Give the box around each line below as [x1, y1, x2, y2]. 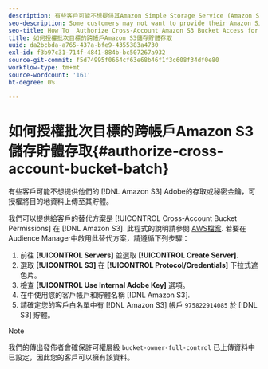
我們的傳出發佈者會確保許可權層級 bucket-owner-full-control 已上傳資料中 [8, 343, 255, 352]
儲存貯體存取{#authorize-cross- [8, 142, 224, 160]
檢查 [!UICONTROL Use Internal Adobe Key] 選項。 [19, 281, 190, 290]
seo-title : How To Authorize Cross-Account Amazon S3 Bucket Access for [8, 26, 259, 34]
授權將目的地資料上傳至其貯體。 [8, 197, 113, 206]
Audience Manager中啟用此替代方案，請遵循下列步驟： [8, 234, 190, 243]
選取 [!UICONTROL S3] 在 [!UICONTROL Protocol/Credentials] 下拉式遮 [19, 261, 258, 270]
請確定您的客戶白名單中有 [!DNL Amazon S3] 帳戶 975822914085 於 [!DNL [19, 300, 258, 310]
